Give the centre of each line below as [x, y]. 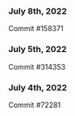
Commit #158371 [36, 29]
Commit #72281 [35, 105]
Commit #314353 [37, 66]
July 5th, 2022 [37, 50]
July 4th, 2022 [38, 87]
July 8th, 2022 [37, 11]
